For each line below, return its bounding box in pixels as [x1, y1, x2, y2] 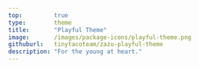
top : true [8, 11, 68, 20]
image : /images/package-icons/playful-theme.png [8, 33, 192, 41]
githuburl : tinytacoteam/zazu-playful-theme [8, 41, 164, 48]
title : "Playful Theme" [8, 26, 108, 34]
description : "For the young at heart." [8, 48, 143, 55]
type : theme [8, 19, 72, 27]
